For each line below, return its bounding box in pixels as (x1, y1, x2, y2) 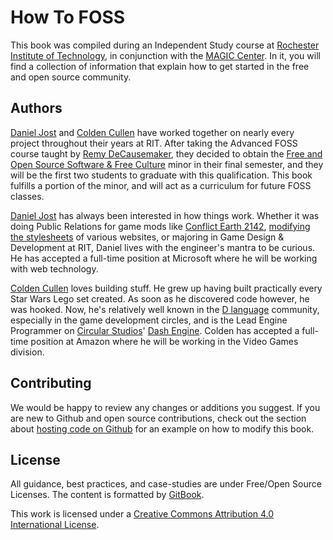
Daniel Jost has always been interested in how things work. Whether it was (10, 209, 320, 221)
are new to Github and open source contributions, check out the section (10, 412, 307, 424)
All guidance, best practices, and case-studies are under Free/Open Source (10, 478, 322, 490)
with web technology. (10, 262, 99, 275)
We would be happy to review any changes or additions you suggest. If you (10, 401, 321, 413)
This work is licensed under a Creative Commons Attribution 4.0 (10, 508, 275, 520)
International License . (10, 519, 100, 531)
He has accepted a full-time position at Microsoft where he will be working (10, 252, 318, 264)
